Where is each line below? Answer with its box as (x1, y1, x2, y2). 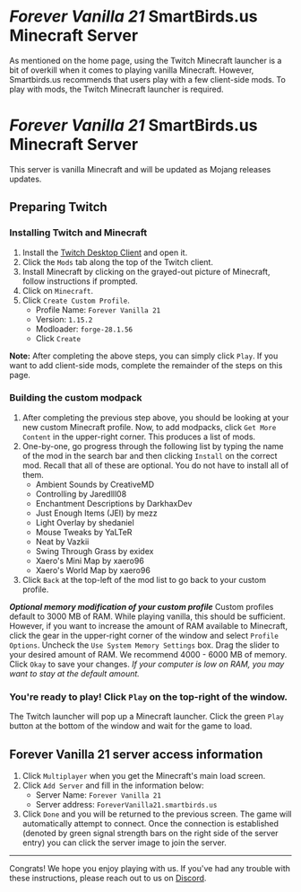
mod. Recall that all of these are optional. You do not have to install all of (21, 460, 289, 471)
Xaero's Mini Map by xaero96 (35, 555, 145, 566)
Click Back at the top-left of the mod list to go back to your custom (21, 574, 267, 585)
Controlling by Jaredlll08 (35, 488, 127, 499)
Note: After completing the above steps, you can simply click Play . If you (9, 350, 279, 361)
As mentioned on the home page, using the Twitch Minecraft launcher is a (9, 55, 282, 66)
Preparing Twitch (9, 199, 107, 215)
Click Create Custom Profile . (21, 295, 130, 305)
